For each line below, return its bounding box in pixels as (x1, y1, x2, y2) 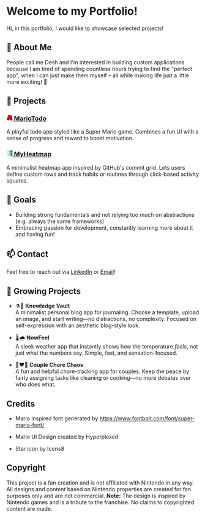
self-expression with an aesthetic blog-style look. (15, 322, 141, 329)
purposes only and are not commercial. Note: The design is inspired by (6, 492, 186, 499)
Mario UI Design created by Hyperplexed (15, 433, 119, 440)
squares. (6, 176, 29, 184)
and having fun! (15, 230, 55, 238)
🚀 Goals (6, 195, 37, 205)
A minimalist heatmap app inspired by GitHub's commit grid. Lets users (6, 164, 185, 171)
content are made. (6, 505, 53, 512)
